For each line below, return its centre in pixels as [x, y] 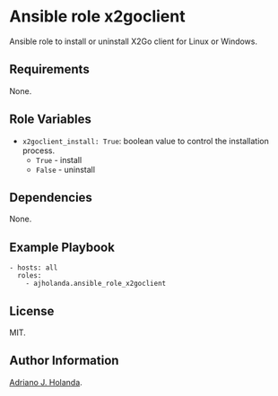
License [32, 311]
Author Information [64, 361]
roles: [30, 276]
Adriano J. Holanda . [46, 382]
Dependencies [51, 198]
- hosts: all [34, 268]
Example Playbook [62, 247]
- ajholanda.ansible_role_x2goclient [96, 284]
